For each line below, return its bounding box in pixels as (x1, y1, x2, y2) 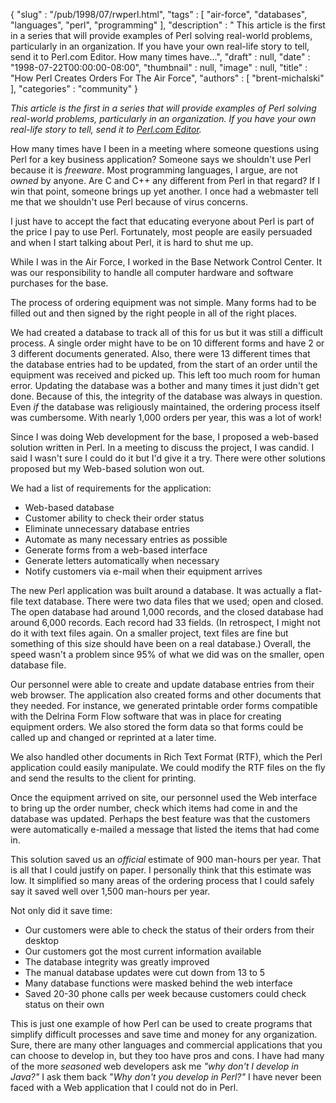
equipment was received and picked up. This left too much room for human (10, 369, 321, 381)
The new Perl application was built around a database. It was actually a (10, 585, 303, 596)
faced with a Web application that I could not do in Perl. (10, 1082, 239, 1093)
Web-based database (24, 502, 115, 513)
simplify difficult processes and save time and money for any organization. (10, 1029, 318, 1040)
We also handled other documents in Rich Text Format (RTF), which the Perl (10, 751, 323, 763)
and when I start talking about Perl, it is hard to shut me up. (10, 237, 254, 248)
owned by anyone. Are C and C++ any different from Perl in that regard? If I (10, 175, 320, 186)
